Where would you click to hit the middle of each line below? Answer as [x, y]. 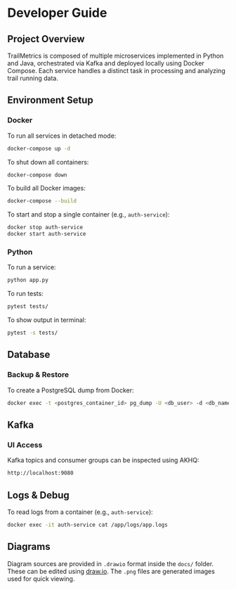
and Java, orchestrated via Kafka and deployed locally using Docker [106, 63]
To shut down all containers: [48, 162]
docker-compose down [38, 175]
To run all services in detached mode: [62, 136]
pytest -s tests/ [33, 333]
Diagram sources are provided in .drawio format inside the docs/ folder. [111, 563]
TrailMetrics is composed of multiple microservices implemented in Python [116, 56]
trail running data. [33, 78]
